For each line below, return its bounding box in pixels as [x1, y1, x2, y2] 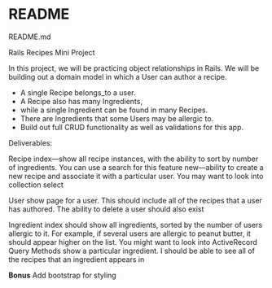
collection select [8, 180, 64, 190]
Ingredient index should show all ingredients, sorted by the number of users [8, 220, 263, 229]
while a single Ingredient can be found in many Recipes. [20, 105, 208, 115]
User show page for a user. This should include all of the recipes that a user [8, 195, 263, 205]
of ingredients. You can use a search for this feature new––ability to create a [8, 162, 264, 172]
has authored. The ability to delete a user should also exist [8, 204, 204, 214]
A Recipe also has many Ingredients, [20, 96, 143, 106]
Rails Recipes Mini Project [8, 47, 95, 57]
